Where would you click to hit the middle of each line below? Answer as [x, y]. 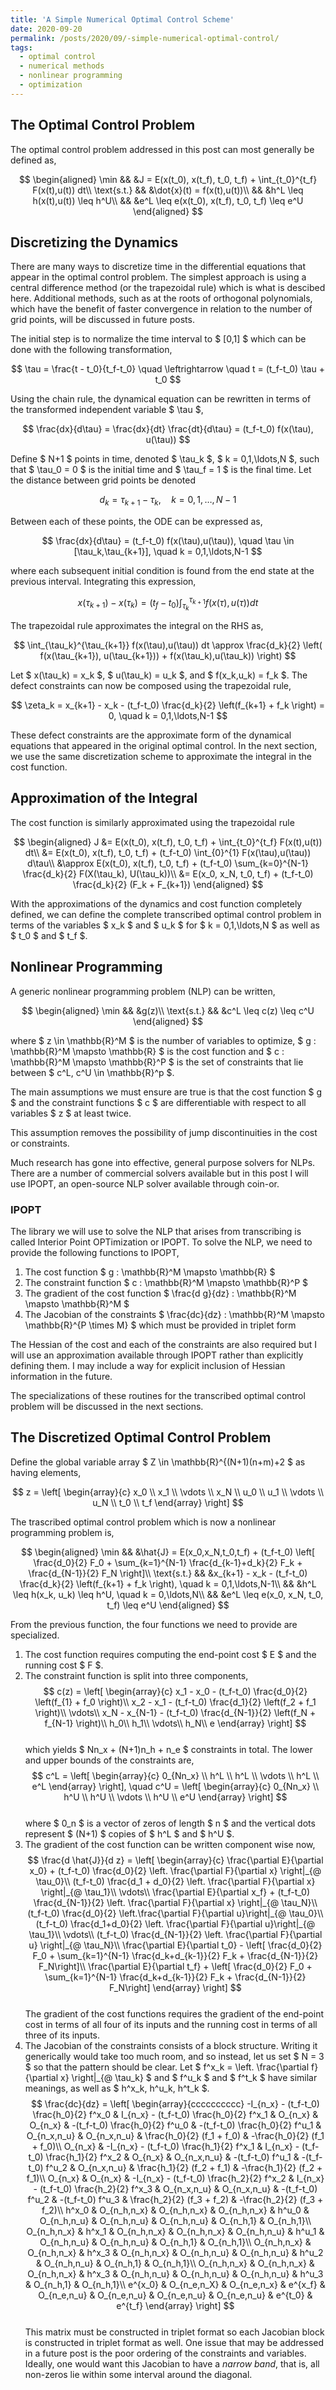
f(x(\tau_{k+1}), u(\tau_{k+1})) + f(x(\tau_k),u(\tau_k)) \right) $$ [168, 655]
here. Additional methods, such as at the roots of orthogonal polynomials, [161, 298]
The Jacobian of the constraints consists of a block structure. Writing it [171, 2045]
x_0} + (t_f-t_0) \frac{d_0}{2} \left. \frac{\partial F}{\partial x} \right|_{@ [175, 1870]
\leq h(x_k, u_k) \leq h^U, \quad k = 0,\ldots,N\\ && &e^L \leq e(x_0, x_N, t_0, [168, 1594]
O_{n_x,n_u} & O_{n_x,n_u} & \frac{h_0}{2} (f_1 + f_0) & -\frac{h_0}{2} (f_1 [175, 2135]
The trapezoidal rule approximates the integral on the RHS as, [137, 625]
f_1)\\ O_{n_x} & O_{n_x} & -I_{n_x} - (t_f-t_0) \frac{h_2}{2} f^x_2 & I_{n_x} [175, 2178]
